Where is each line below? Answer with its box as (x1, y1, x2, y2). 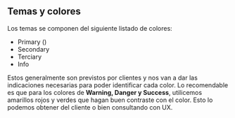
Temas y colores (7, 6, 81, 17)
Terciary (17, 52, 42, 61)
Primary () (17, 38, 47, 46)
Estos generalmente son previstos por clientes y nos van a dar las (7, 73, 198, 82)
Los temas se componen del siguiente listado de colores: (7, 24, 172, 32)
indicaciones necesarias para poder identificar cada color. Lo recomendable (7, 80, 229, 89)
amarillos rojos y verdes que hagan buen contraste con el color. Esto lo (7, 96, 213, 104)
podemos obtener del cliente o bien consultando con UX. (7, 103, 173, 111)
